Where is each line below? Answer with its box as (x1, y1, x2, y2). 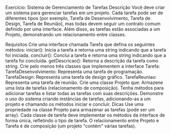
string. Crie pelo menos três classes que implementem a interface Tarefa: (5, 63, 160, 69)
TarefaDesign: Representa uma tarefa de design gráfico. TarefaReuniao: (5, 74, 157, 80)
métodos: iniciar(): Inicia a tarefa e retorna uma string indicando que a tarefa (5, 47, 166, 53)
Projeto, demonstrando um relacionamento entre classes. (5, 32, 126, 37)
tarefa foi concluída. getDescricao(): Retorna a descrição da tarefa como (5, 58, 159, 63)
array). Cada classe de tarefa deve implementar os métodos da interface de (5, 112, 165, 118)
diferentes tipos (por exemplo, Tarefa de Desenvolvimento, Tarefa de (5, 15, 151, 21)
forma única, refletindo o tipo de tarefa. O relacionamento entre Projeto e (5, 118, 159, 123)
